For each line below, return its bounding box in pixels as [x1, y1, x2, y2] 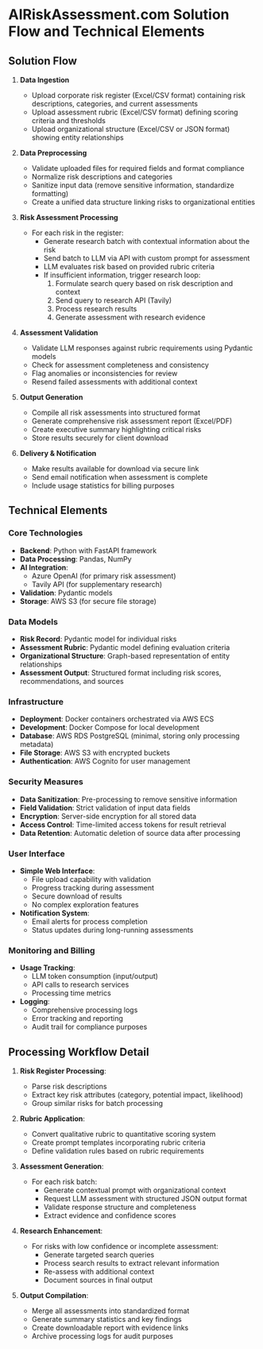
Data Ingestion [19, 75, 70, 84]
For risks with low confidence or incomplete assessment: [31, 1241, 219, 1250]
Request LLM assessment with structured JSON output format [43, 1193, 248, 1203]
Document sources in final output [43, 1275, 153, 1285]
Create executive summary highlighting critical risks [31, 425, 202, 434]
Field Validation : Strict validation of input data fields [19, 802, 191, 812]
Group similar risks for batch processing [31, 1098, 164, 1107]
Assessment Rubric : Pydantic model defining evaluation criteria [19, 642, 230, 652]
